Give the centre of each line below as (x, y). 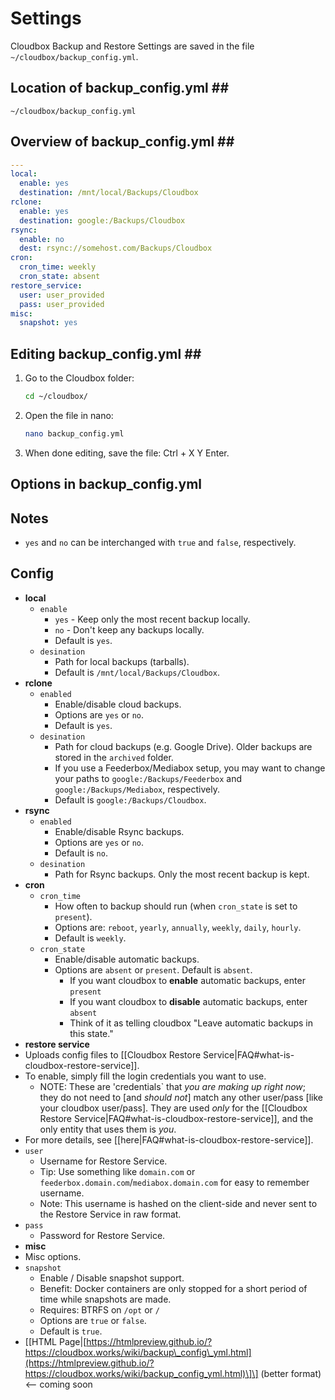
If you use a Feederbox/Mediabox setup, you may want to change (190, 768)
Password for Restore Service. (102, 1235)
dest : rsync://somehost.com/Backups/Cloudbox (116, 248)
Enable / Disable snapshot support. (112, 1278)
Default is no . (81, 853)
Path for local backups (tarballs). (122, 661)
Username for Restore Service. (103, 1161)
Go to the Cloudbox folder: (79, 378)
